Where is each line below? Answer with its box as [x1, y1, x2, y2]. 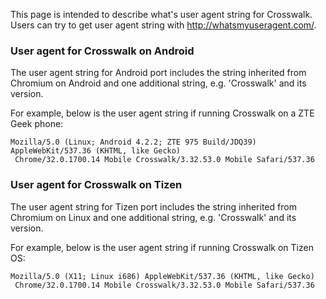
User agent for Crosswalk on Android [10, 44, 195, 58]
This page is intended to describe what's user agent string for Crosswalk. [10, 9, 313, 20]
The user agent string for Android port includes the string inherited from [10, 67, 307, 79]
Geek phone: [10, 118, 64, 130]
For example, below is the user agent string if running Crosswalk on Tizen [10, 241, 314, 253]
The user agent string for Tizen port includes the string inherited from [10, 200, 297, 213]
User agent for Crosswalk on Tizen [10, 178, 183, 192]
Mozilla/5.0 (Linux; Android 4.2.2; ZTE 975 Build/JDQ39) [10, 137, 257, 148]
